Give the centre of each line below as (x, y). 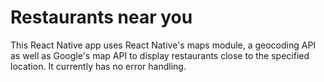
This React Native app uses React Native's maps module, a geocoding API (163, 45)
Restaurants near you (101, 17)
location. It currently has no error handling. (98, 66)
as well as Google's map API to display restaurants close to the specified (160, 55)
